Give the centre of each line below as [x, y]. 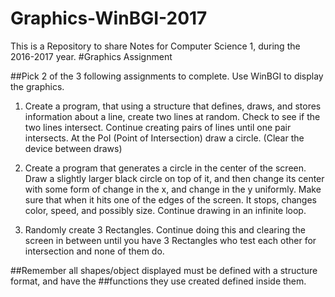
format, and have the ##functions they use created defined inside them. [158, 281]
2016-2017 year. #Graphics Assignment [91, 56]
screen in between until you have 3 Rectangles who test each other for [170, 240]
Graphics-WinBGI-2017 [109, 18]
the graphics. [37, 86]
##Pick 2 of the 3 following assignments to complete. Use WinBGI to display [167, 76]
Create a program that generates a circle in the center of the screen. [165, 168]
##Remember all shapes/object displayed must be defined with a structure [164, 270]
